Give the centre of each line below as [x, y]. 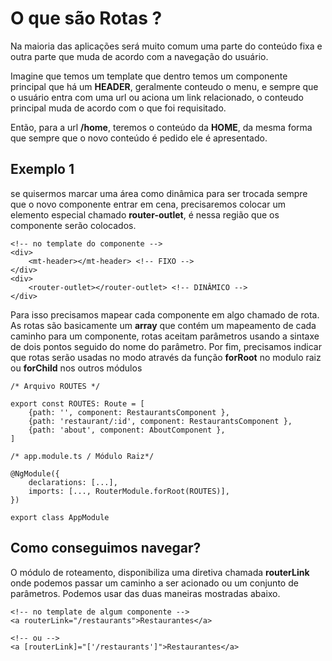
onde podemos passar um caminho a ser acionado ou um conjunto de [154, 583]
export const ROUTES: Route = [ [77, 403]
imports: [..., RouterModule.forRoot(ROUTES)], [129, 491]
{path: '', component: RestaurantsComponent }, [129, 412]
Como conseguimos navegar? [106, 548]
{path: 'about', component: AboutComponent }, [127, 430]
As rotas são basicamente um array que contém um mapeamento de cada [163, 325]
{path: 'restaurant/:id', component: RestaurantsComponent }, [160, 421]
